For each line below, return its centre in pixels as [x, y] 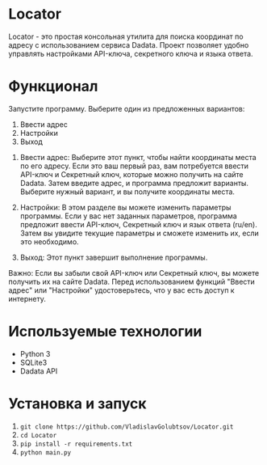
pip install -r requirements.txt [76, 444]
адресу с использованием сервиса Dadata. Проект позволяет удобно [129, 44]
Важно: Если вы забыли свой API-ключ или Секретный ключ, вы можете [134, 273]
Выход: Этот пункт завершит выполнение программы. [114, 257]
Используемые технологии [105, 332]
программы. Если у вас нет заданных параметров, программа [129, 216]
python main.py [46, 452]
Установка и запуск [77, 404]
